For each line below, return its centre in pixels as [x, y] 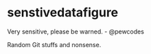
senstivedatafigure [63, 13]
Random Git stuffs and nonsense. [54, 44]
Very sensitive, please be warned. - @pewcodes [75, 31]
